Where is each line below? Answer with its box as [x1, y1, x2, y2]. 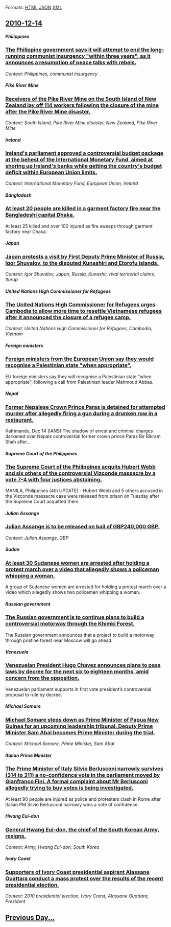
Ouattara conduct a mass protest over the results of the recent [5, 875, 163, 882]
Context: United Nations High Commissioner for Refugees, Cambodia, [5, 326, 153, 332]
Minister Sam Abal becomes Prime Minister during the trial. [5, 729, 155, 736]
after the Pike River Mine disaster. [5, 108, 91, 115]
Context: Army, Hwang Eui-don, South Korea [5, 844, 100, 850]
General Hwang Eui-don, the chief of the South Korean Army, [5, 826, 160, 833]
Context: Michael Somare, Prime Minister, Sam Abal [5, 740, 115, 747]
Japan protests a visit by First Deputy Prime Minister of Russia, [5, 253, 165, 260]
